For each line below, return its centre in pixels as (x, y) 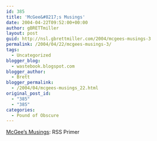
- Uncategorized (31, 55)
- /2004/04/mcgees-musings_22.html (55, 88)
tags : (13, 50)
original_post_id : (29, 93)
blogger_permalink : (30, 83)
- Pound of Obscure (35, 115)
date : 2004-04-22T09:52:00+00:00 (47, 22)
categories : (21, 110)
